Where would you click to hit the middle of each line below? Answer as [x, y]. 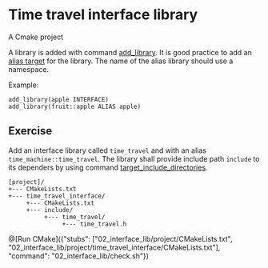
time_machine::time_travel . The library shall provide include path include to [134, 158]
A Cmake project [36, 37]
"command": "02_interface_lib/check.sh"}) [79, 256]
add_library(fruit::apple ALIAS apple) [75, 106]
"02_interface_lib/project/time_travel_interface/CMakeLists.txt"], [114, 247]
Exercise [30, 131]
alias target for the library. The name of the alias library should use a [121, 61]
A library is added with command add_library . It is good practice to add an [130, 52]
